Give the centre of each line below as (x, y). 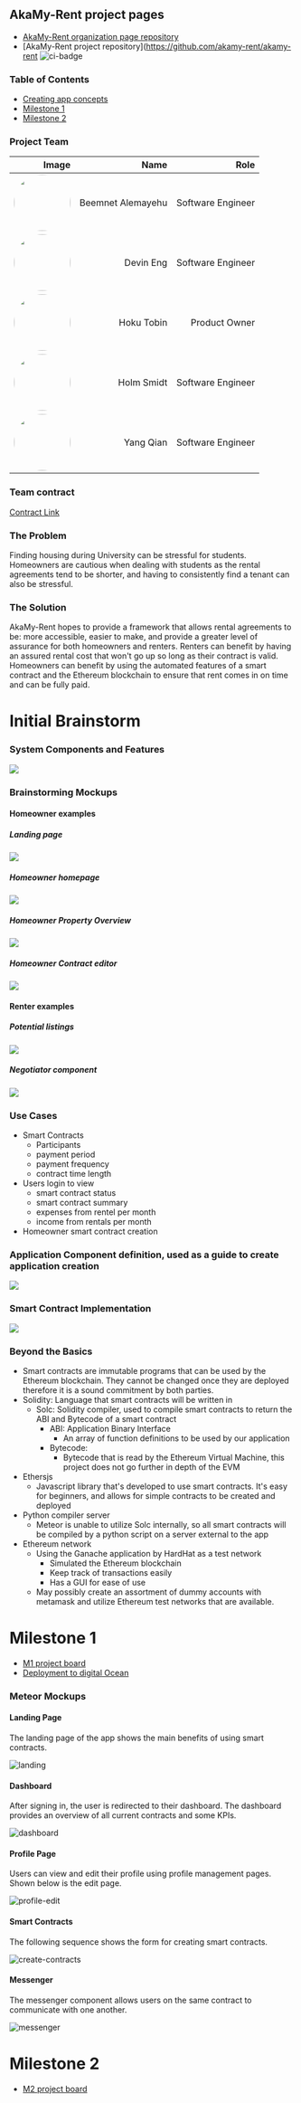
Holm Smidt (143, 383)
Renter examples (42, 1006)
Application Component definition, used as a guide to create (144, 1255)
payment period (66, 1154)
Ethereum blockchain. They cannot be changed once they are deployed (155, 1380)
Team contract (42, 492)
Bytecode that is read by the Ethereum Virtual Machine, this (174, 1457)
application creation (54, 1265)
